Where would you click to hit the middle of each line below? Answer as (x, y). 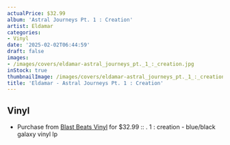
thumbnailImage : (30, 77)
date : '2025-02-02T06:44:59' (49, 45)
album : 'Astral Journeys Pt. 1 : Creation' (70, 20)
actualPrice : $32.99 (37, 13)
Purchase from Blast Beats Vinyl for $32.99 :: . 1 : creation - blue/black (116, 127)
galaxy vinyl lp (37, 134)
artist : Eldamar (30, 26)
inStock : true (27, 70)
